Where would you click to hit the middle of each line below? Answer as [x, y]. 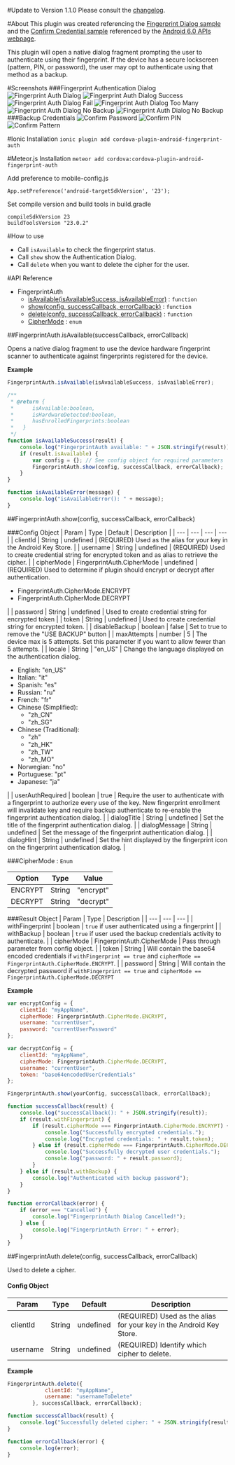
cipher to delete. [144, 1354]
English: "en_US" [42, 670]
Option [27, 878]
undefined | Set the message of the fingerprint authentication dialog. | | [110, 832]
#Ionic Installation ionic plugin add [59, 139]
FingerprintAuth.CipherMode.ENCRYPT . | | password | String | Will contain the [116, 963]
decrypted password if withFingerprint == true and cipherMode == [104, 970]
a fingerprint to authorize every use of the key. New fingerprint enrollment [114, 802]
